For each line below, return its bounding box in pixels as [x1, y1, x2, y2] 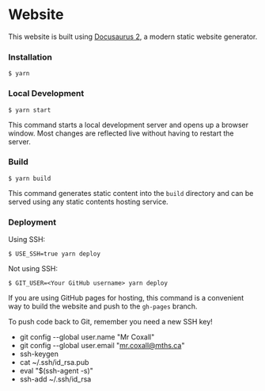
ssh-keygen [19, 349, 59, 358]
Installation [8, 52, 53, 63]
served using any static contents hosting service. [8, 197, 168, 206]
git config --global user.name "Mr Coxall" [19, 332, 155, 342]
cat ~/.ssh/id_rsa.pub [19, 358, 89, 367]
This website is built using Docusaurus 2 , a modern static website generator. [8, 32, 258, 41]
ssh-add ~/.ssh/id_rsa [19, 374, 92, 384]
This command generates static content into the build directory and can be [8, 188, 254, 197]
